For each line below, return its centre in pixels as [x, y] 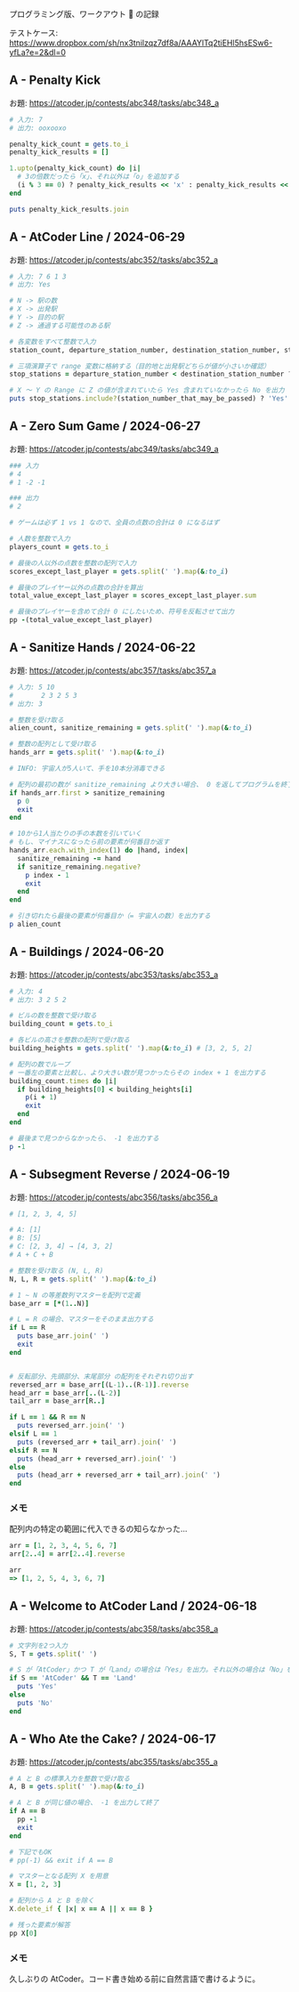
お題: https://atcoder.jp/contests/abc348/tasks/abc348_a [114, 102]
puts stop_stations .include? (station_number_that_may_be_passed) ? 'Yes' [149, 399]
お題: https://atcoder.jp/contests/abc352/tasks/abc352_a [114, 259]
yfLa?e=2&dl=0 [38, 52]
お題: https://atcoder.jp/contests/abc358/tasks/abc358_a [114, 1629]
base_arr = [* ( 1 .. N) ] [49, 1303]
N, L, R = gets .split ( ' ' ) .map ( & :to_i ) [83, 1279]
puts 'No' [35, 1703]
